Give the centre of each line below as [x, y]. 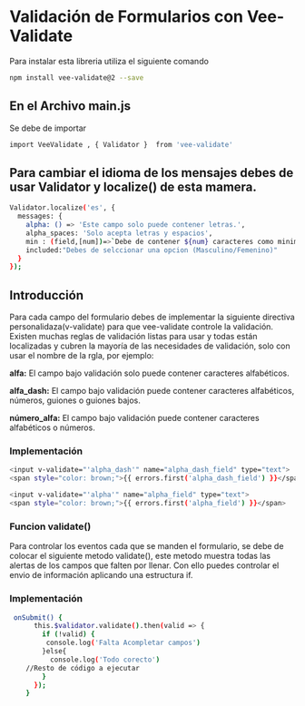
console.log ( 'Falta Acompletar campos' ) [123, 643]
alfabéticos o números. [52, 427]
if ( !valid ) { [69, 634]
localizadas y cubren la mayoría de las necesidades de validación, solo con [150, 346]
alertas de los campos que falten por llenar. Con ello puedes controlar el [144, 565]
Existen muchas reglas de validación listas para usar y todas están [133, 337]
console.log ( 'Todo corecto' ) [105, 660]
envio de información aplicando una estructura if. [101, 575]
